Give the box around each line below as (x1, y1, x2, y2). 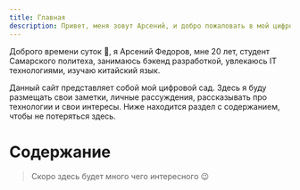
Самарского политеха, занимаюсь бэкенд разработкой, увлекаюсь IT (9, 55, 277, 66)
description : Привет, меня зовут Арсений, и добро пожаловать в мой (9, 21, 270, 30)
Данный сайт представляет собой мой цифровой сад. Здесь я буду (9, 82, 267, 93)
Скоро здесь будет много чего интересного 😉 (30, 171, 210, 182)
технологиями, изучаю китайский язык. (9, 64, 161, 76)
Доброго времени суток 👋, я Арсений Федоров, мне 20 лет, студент (9, 45, 271, 56)
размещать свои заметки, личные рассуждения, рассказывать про (9, 91, 268, 103)
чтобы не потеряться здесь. (9, 111, 116, 121)
